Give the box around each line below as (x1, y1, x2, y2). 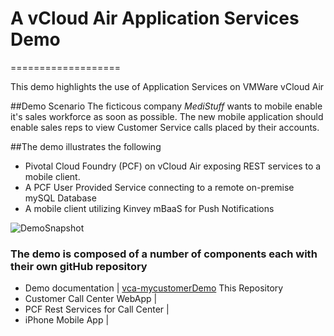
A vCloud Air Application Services (10, 7, 300, 30)
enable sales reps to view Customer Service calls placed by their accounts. (10, 121, 320, 133)
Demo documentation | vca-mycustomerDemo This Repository (24, 282, 284, 294)
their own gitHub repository (10, 259, 148, 273)
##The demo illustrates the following (10, 140, 162, 152)
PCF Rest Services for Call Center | (24, 303, 170, 316)
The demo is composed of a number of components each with (10, 247, 318, 261)
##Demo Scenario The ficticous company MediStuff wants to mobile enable (10, 100, 323, 112)
